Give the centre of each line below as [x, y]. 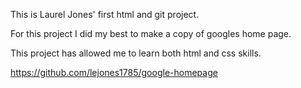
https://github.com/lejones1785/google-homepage [114, 72]
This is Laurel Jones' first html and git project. [105, 14]
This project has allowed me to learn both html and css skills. [136, 53]
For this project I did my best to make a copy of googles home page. [151, 33]
